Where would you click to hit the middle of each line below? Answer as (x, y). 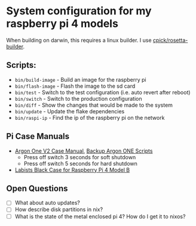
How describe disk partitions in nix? (59, 209)
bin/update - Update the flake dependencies (70, 111)
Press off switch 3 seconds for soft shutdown (80, 157)
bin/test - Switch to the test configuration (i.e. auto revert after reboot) (102, 92)
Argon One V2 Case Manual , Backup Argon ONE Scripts (84, 151)
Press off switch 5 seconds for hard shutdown (80, 163)
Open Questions (37, 188)
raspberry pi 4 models (62, 24)
